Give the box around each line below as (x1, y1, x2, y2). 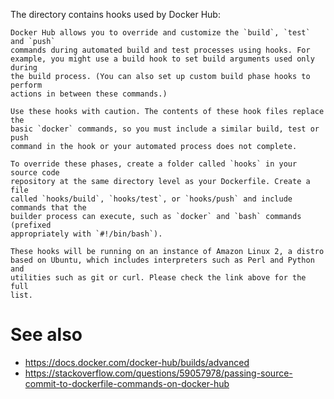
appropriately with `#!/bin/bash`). (10, 229, 163, 239)
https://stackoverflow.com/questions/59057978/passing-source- (24, 367, 293, 379)
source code (10, 168, 60, 178)
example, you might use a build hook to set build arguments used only (10, 54, 315, 64)
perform (10, 80, 43, 90)
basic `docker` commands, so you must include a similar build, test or (10, 124, 320, 134)
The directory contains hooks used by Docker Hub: (10, 9, 221, 20)
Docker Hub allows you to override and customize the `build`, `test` (10, 28, 311, 38)
